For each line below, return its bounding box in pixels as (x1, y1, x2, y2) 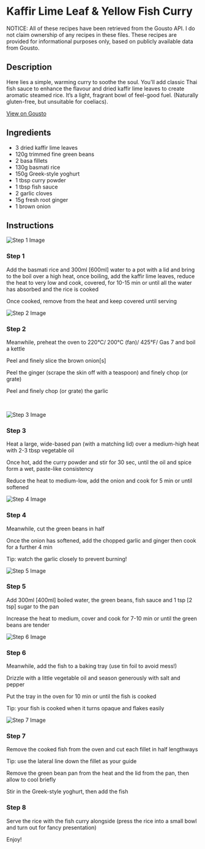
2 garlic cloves (15, 189, 53, 197)
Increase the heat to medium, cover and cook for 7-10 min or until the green (6, 614, 198, 622)
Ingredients (6, 128, 51, 138)
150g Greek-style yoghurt (15, 170, 80, 177)
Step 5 (6, 582, 26, 591)
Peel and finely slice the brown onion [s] (6, 357, 106, 364)
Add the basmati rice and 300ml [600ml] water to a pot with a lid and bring (6, 266, 195, 273)
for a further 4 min (6, 543, 53, 551)
